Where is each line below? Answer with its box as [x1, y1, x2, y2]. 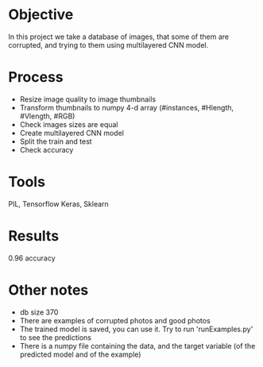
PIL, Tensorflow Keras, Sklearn [8, 199, 109, 208]
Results [8, 227, 60, 245]
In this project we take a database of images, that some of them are [8, 32, 230, 41]
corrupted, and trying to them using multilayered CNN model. [8, 40, 209, 49]
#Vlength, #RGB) [19, 111, 75, 121]
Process [8, 68, 64, 87]
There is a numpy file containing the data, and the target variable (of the [19, 341, 256, 350]
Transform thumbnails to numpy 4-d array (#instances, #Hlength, [19, 102, 234, 112]
